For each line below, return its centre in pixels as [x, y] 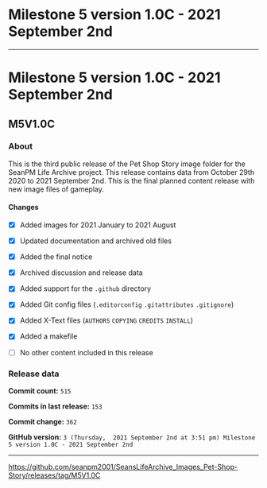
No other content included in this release [86, 352]
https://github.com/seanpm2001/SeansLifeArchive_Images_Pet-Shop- [123, 467]
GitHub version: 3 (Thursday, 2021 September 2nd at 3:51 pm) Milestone [132, 437]
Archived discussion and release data [81, 273]
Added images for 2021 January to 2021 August [98, 225]
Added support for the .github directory [85, 289]
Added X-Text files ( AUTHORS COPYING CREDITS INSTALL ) [106, 320]
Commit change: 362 [43, 421]
